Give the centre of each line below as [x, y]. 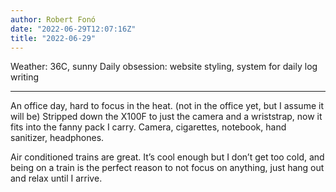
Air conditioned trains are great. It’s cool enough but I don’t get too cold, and [167, 157]
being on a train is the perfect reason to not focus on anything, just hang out [167, 168]
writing [25, 77]
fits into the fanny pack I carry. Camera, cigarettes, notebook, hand [148, 127]
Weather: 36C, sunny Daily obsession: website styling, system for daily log [164, 67]
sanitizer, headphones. [57, 138]
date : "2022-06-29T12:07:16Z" [73, 29]
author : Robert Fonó [53, 19]
